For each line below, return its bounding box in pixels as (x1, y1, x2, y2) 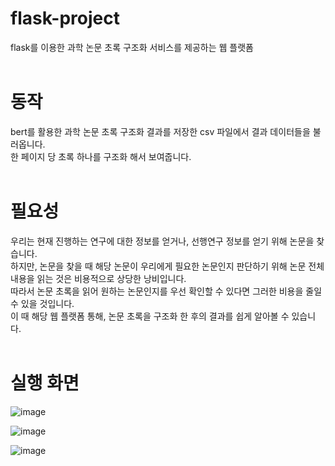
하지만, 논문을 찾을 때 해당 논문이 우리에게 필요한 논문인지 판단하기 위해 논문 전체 (10, 260, 325, 272)
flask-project (10, 7, 120, 30)
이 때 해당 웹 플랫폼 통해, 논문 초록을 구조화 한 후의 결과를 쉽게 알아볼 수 (10, 310, 290, 322)
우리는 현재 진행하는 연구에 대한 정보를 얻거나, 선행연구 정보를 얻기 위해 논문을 (10, 235, 315, 247)
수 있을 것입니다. (10, 297, 75, 309)
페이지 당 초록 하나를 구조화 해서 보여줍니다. (20, 150, 192, 162)
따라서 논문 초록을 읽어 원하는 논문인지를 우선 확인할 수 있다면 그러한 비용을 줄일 (10, 285, 323, 297)
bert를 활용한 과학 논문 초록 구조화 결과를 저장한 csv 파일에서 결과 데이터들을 (10, 125, 311, 137)
